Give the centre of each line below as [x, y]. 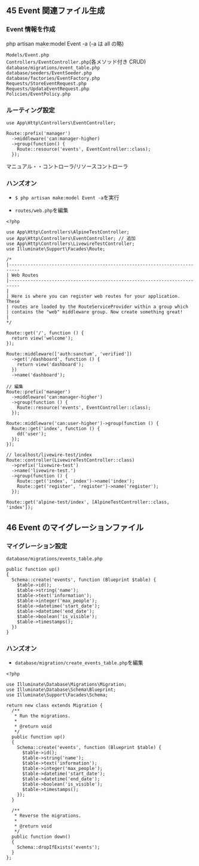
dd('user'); [32, 434]
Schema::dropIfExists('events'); [59, 847]
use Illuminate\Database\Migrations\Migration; [67, 685]
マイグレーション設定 [37, 546]
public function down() [41, 837]
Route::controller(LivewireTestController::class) [71, 460]
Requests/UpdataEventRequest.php [48, 89]
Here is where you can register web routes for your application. [96, 296]
